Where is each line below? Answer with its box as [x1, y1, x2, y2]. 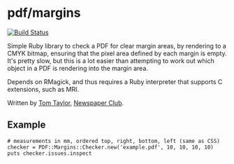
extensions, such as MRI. [7, 85, 79, 93]
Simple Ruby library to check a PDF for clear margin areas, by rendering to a [7, 41, 227, 50]
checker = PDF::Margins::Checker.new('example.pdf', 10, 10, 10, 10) [7, 144, 214, 151]
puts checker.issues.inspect [7, 149, 92, 157]
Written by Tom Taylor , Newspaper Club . [7, 98, 124, 107]
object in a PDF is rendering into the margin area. [7, 64, 149, 72]
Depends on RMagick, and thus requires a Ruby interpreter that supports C [7, 77, 223, 86]
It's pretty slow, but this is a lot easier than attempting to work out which [7, 56, 215, 64]
